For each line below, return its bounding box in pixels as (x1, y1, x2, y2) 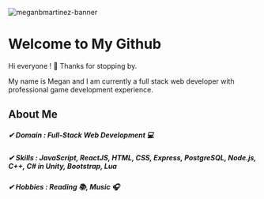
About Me (8, 107, 58, 122)
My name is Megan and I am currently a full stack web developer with (8, 76, 235, 86)
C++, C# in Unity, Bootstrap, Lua (8, 162, 117, 171)
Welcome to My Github (8, 36, 162, 53)
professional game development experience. (8, 84, 154, 94)
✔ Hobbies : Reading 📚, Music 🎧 (8, 182, 120, 191)
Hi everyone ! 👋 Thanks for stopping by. (8, 61, 138, 70)
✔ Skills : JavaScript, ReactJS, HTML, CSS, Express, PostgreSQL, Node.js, (8, 153, 257, 163)
